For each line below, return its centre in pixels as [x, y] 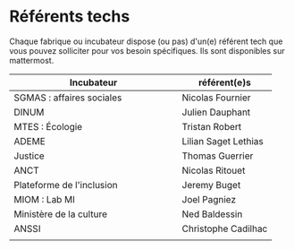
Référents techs [70, 17]
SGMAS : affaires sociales [68, 98]
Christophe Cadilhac [225, 228]
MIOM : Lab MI [45, 199]
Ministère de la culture [60, 214]
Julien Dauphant [216, 112]
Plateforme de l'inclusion [66, 185]
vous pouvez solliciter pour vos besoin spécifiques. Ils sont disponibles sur [147, 50]
